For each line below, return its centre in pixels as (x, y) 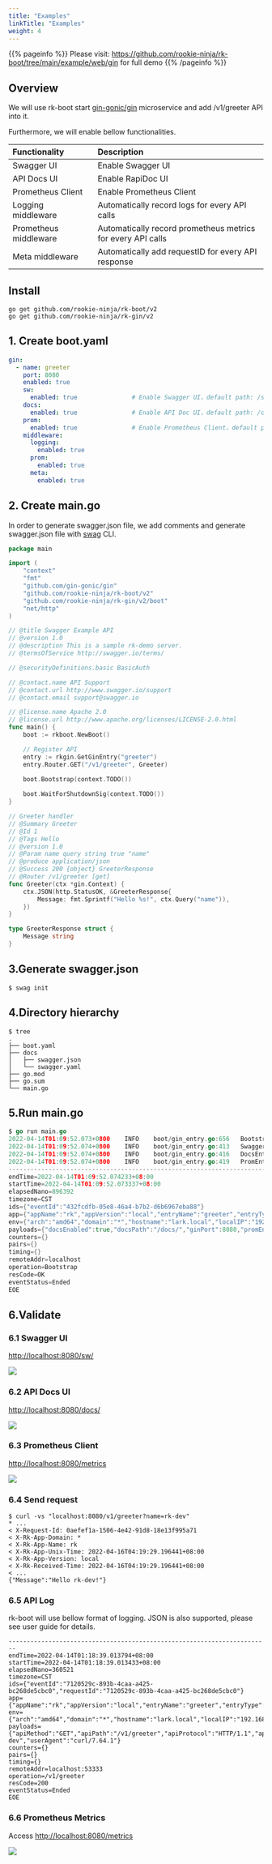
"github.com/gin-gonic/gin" (70, 586)
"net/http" (41, 609)
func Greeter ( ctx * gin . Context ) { (67, 884)
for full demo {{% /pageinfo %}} (174, 62)
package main (30, 549)
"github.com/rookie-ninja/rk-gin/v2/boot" (96, 601)
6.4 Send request (43, 1499)
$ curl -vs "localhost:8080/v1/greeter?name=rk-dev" (99, 1516)
